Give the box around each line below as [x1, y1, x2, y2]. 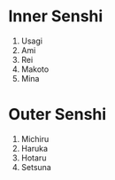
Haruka [20, 143, 49, 153]
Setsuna [20, 161, 52, 172]
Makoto [20, 64, 50, 74]
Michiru [20, 133, 50, 144]
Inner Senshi [8, 6, 103, 27]
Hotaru [20, 153, 47, 163]
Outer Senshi [8, 105, 107, 125]
